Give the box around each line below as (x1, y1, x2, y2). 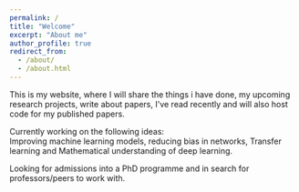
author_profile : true (9, 38, 92, 48)
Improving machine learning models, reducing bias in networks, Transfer (9, 136, 283, 147)
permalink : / (9, 13, 59, 23)
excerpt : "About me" (9, 30, 88, 39)
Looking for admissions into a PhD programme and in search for (9, 163, 250, 174)
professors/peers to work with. (9, 172, 126, 183)
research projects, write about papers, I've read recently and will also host (9, 98, 289, 109)
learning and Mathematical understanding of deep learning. (9, 145, 233, 156)
